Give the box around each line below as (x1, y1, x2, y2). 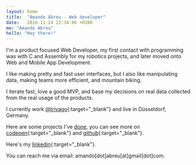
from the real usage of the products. (6, 95, 94, 102)
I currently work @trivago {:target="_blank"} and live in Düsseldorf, (6, 106, 167, 113)
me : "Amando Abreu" (6, 25, 54, 31)
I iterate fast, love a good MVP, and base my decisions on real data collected (6, 88, 191, 95)
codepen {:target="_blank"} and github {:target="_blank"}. (6, 130, 145, 137)
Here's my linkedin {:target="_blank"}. (6, 141, 97, 148)
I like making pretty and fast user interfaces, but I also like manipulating (6, 70, 178, 78)
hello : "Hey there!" (6, 31, 57, 36)
